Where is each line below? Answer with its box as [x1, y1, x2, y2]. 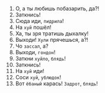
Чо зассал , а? [15, 42, 49, 49]
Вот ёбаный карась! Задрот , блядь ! [15, 80, 98, 87]
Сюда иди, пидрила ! [15, 18, 64, 24]
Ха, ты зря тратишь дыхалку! [15, 30, 89, 37]
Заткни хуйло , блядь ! [15, 55, 66, 62]
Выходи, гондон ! [15, 49, 56, 55]
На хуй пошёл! [15, 24, 52, 31]
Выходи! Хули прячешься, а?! [15, 36, 88, 43]
